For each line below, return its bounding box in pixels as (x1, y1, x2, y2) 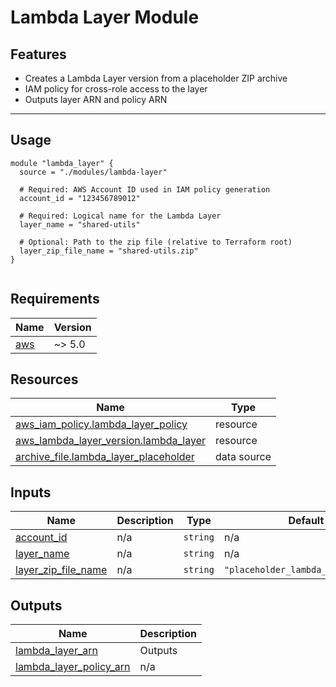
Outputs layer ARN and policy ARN (24, 94, 168, 105)
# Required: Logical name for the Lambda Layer (19, 211, 222, 221)
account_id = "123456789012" (19, 193, 141, 203)
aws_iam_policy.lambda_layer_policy (15, 417, 188, 431)
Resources (10, 371, 79, 388)
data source (214, 450, 272, 464)
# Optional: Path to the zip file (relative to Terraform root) (19, 237, 293, 247)
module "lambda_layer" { (10, 158, 114, 168)
